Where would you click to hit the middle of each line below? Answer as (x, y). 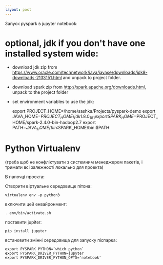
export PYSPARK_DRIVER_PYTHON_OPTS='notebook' (53, 258)
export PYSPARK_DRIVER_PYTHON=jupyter (44, 254)
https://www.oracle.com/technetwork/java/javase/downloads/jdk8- (80, 72)
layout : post (18, 10)
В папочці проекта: (25, 177)
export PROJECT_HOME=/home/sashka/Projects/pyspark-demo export (84, 111)
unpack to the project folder (40, 92)
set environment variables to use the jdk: (53, 102)
